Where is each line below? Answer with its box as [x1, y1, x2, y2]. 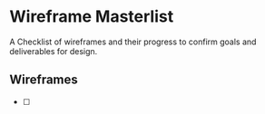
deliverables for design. [9, 45, 98, 56]
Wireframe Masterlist [9, 6, 174, 27]
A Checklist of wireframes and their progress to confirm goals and [9, 36, 257, 47]
